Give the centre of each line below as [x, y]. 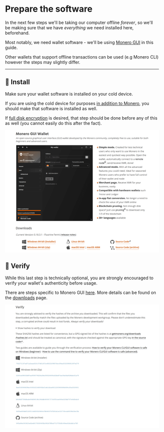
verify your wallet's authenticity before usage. [51, 283]
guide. [11, 47]
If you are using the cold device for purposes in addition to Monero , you [77, 103]
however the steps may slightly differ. [43, 62]
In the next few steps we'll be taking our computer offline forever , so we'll [79, 22]
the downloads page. [26, 298]
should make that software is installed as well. [51, 108]
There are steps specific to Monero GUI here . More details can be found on [81, 292]
